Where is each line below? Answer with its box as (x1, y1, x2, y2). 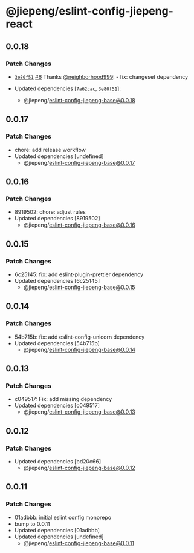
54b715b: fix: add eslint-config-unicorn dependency (14, 333, 145, 340)
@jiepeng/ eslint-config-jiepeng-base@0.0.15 (23, 283, 135, 291)
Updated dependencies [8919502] (14, 215, 100, 222)
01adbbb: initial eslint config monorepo (14, 514, 112, 521)
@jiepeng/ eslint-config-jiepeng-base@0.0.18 (23, 96, 135, 104)
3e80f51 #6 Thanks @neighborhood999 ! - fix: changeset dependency (14, 73, 189, 80)
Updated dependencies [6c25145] (14, 277, 100, 284)
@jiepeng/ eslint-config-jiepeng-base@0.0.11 (23, 539, 134, 546)
